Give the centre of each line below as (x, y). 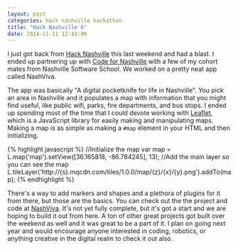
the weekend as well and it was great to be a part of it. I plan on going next (117, 224)
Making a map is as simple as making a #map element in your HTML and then (119, 128)
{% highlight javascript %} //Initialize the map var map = (90, 149)
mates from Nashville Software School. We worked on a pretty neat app (112, 69)
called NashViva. (32, 77)
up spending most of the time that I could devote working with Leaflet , (110, 113)
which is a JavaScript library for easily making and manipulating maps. (110, 121)
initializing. (23, 136)
